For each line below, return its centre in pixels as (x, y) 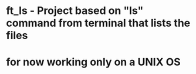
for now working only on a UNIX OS (93, 62)
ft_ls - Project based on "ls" (75, 11)
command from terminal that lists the (98, 23)
